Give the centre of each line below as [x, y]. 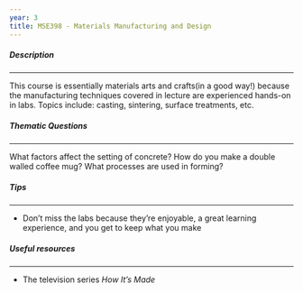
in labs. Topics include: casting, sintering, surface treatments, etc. [132, 105]
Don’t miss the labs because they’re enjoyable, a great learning [139, 218]
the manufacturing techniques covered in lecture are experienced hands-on [150, 96]
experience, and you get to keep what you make [112, 228]
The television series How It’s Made [89, 279]
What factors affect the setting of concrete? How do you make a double [142, 157]
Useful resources [42, 248]
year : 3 [24, 18]
